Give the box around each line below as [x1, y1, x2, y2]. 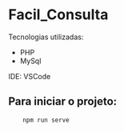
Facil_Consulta [8, 6, 109, 24]
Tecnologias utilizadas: [8, 32, 84, 42]
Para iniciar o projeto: [8, 94, 118, 109]
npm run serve [22, 116, 70, 124]
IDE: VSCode [8, 71, 51, 81]
